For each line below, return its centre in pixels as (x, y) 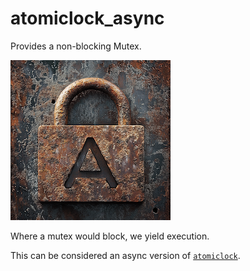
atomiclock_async (87, 18)
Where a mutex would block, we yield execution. (110, 236)
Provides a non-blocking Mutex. (76, 46)
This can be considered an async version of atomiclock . (125, 255)
